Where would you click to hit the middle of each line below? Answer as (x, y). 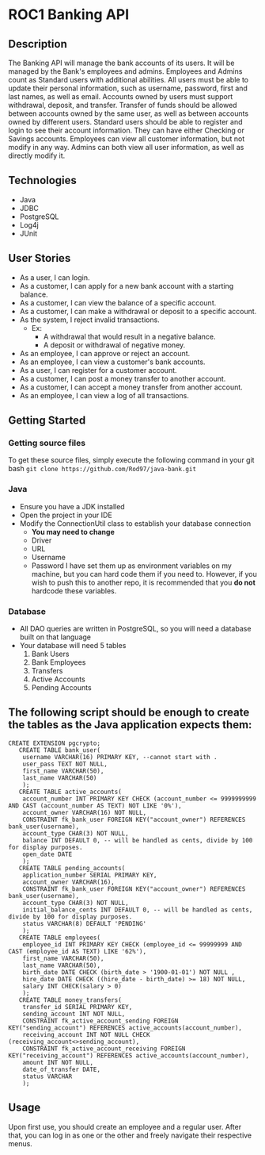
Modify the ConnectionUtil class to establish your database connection (135, 523)
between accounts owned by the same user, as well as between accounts (129, 113)
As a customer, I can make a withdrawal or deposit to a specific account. (138, 311)
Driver (42, 540)
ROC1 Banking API (69, 15)
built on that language (55, 637)
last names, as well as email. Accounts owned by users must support (121, 96)
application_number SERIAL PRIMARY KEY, (90, 875)
